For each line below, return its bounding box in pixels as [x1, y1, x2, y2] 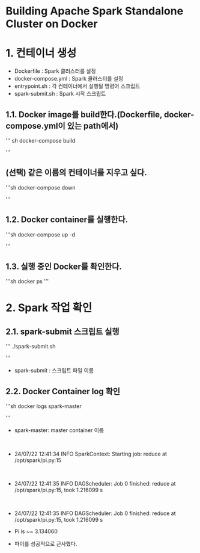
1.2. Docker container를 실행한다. [5, 215, 129, 225]
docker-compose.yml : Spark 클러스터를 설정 [14, 75, 124, 82]
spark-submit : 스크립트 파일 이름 [14, 367, 94, 374]
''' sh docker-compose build [5, 137, 76, 144]
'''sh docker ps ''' [5, 278, 49, 285]
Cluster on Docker [5, 17, 98, 31]
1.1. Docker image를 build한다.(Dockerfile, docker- [5, 110, 195, 120]
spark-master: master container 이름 [14, 427, 105, 434]
